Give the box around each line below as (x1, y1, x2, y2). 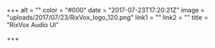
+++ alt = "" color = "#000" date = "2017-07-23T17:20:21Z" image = (6, 6, 205, 14)
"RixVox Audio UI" (6, 21, 59, 29)
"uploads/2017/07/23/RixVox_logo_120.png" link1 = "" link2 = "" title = (6, 13, 209, 22)
